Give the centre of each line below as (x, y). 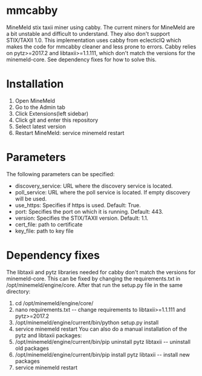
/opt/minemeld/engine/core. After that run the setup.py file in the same (95, 285)
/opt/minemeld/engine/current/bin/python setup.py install (87, 322)
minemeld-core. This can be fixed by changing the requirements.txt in (93, 279)
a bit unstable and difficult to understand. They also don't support (88, 33)
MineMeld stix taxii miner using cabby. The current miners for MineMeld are (101, 27)
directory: (18, 291)
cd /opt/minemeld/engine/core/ (54, 303)
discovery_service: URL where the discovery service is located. (94, 186)
